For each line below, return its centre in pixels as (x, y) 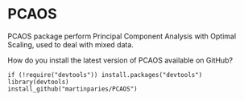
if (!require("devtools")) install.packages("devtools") (105, 75)
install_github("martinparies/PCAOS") (72, 89)
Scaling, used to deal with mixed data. (71, 44)
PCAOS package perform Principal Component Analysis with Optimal (122, 36)
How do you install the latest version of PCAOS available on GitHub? (120, 60)
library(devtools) (38, 82)
